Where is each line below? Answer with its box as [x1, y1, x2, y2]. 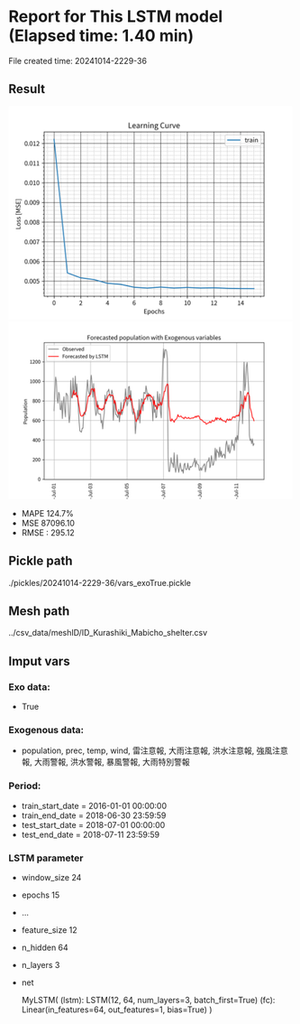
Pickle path [8, 554, 73, 569]
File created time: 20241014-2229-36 [8, 55, 148, 66]
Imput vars [8, 653, 70, 669]
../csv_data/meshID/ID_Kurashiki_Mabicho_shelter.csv [8, 628, 208, 638]
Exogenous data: [8, 723, 85, 736]
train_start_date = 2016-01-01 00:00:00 [21, 800, 168, 811]
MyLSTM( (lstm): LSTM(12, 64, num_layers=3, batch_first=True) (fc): [21, 994, 276, 1005]
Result [8, 81, 46, 97]
